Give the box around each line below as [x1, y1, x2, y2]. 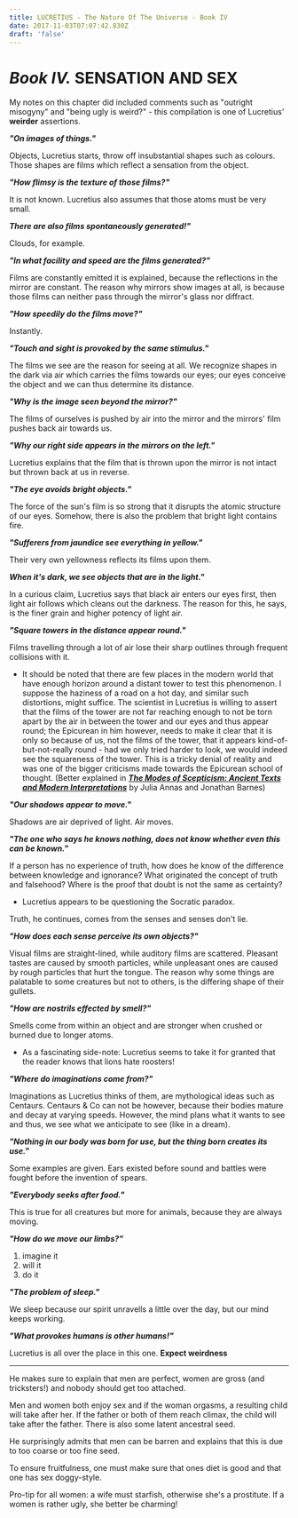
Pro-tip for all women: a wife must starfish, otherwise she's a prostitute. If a [9, 1490, 285, 1500]
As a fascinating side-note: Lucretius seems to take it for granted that [21, 1047, 276, 1058]
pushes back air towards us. [9, 423, 113, 433]
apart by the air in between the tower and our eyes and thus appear [21, 716, 269, 727]
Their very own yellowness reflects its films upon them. [9, 554, 211, 565]
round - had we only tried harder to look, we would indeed [74, 744, 288, 755]
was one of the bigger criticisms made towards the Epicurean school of [21, 763, 284, 774]
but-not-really [21, 744, 74, 755]
